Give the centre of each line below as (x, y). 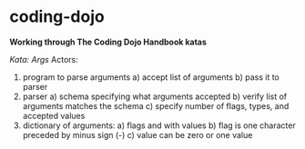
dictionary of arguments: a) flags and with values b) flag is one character (159, 125)
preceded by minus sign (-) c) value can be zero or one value (137, 134)
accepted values (54, 115)
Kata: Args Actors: (44, 59)
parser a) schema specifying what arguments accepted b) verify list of (155, 96)
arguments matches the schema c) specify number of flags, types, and (156, 105)
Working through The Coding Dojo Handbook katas (108, 42)
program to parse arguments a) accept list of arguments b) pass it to (151, 77)
